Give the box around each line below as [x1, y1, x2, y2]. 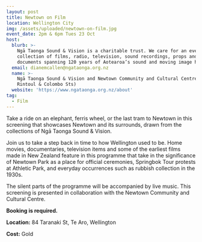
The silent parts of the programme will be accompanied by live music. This [6, 183, 191, 190]
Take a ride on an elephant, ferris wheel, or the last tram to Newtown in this [6, 115, 192, 122]
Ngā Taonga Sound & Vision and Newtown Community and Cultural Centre [17, 76, 198, 82]
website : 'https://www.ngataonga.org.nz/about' [11, 87, 133, 93]
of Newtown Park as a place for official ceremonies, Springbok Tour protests [6, 158, 196, 165]
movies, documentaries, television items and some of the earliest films [6, 145, 181, 153]
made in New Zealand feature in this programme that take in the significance [6, 151, 196, 159]
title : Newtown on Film [6, 14, 66, 20]
